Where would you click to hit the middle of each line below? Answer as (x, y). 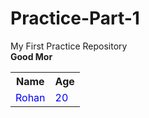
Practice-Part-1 (75, 18)
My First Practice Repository (69, 46)
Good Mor (31, 56)
